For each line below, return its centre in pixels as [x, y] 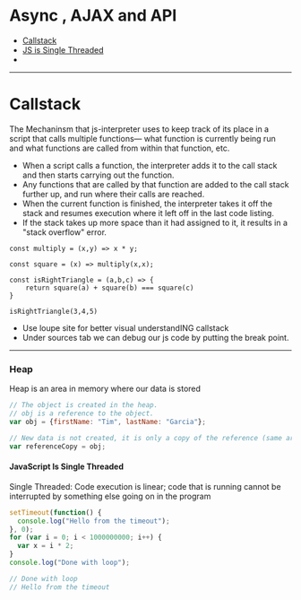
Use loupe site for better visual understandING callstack [125, 327]
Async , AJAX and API [93, 16]
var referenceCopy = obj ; [57, 446]
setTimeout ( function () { [56, 512]
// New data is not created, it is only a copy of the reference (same [146, 438]
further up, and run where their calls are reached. [113, 194]
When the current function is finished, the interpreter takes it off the [147, 204]
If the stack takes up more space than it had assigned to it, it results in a [155, 222]
